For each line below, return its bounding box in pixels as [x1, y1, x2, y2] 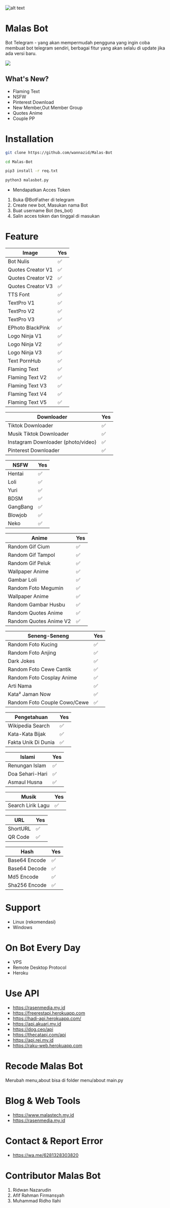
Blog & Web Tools [5, 1095, 80, 1107]
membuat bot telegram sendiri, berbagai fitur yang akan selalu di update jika [5, 45, 165, 51]
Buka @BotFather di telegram [12, 197, 75, 203]
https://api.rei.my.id [12, 1037, 54, 1043]
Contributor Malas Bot [5, 1170, 101, 1181]
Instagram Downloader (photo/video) [8, 439, 97, 446]
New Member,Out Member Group [12, 105, 83, 111]
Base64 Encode [8, 857, 46, 864]
